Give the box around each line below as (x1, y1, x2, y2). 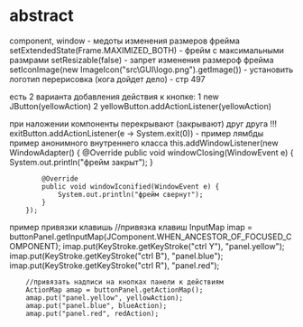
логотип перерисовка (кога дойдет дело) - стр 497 (9, 73, 206, 84)
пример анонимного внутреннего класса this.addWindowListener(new (9, 137, 279, 148)
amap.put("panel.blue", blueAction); (25, 301, 168, 310)
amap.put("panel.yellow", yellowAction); (25, 293, 183, 303)
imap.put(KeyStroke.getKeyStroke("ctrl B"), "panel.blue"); (9, 250, 224, 261)
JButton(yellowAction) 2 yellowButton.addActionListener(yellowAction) (9, 100, 272, 111)
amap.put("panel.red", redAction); (25, 309, 160, 318)
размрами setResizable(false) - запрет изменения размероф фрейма (9, 54, 274, 65)
